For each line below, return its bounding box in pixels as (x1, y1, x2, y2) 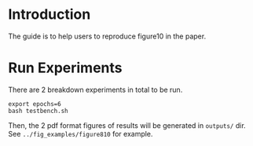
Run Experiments (8, 59, 123, 77)
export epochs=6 (8, 100, 61, 108)
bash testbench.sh (8, 107, 68, 115)
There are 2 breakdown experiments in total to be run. (8, 85, 183, 94)
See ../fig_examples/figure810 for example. (8, 129, 153, 138)
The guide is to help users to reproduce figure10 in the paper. (8, 31, 207, 41)
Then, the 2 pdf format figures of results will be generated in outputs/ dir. (8, 120, 246, 130)
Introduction (8, 5, 91, 24)
